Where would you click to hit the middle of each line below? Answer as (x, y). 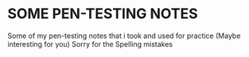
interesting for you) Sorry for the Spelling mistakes (90, 44)
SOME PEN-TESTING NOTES (103, 14)
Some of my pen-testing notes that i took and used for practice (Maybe (124, 36)
